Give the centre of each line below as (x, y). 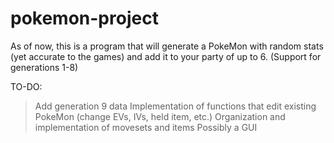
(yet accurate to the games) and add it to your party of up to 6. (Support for (166, 56)
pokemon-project (84, 18)
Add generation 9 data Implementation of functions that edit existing (175, 106)
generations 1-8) (44, 67)
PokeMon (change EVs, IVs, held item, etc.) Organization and (160, 116)
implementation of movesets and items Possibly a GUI (146, 127)
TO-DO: (26, 86)
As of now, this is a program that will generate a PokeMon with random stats (167, 46)
